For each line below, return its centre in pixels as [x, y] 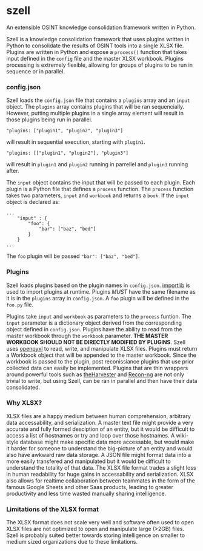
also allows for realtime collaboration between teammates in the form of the [101, 481]
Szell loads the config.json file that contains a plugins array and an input [98, 100]
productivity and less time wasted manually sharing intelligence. [86, 493]
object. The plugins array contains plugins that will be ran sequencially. [95, 107]
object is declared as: [33, 202]
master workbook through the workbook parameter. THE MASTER [87, 336]
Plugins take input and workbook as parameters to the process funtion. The [99, 316]
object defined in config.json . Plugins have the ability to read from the [94, 329]
